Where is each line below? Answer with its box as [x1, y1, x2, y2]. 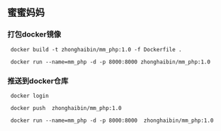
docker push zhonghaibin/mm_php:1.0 [10, 104, 122, 111]
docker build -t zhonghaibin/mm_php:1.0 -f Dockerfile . [10, 46, 182, 53]
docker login [10, 92, 50, 99]
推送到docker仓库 [7, 76, 69, 86]
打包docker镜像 [7, 30, 62, 39]
